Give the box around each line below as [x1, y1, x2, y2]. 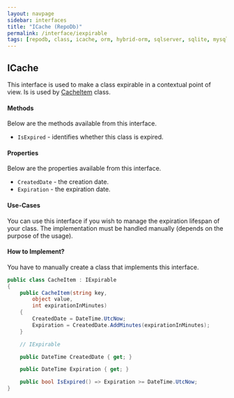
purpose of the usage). [7, 231, 73, 240]
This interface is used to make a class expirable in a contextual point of [7, 80, 211, 89]
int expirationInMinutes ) [32, 303, 108, 309]
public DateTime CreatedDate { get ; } [19, 353, 132, 360]
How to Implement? [7, 247, 65, 256]
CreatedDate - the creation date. [17, 178, 109, 186]
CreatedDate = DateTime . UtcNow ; [32, 315, 127, 322]
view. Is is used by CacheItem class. [7, 88, 111, 96]
